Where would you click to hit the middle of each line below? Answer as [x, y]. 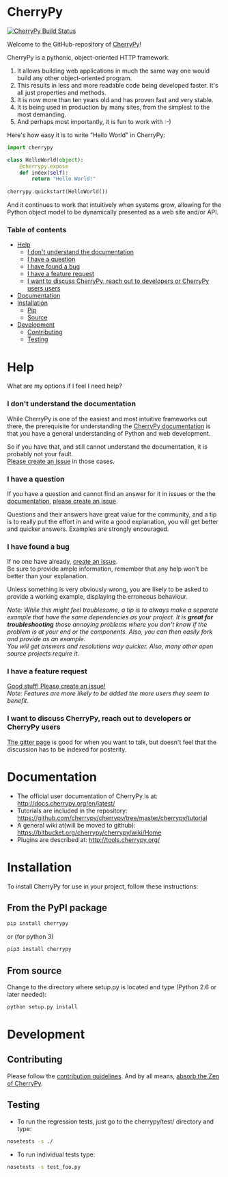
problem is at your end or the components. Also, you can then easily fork [110, 632]
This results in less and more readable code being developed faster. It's [117, 85]
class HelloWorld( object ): [45, 160]
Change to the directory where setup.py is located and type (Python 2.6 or [112, 987]
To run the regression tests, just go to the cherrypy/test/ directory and [115, 1122]
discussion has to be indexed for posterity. [67, 749]
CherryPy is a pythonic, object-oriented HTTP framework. [88, 57]
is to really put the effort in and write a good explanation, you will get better [113, 521]
